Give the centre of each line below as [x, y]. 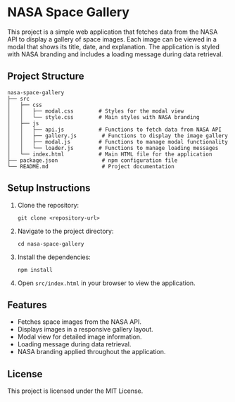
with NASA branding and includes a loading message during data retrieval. [115, 54]
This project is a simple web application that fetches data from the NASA [113, 32]
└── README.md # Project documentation [91, 166]
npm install [35, 270]
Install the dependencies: [54, 257]
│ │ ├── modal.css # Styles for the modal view [96, 111]
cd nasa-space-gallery [51, 244]
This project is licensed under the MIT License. [75, 391]
